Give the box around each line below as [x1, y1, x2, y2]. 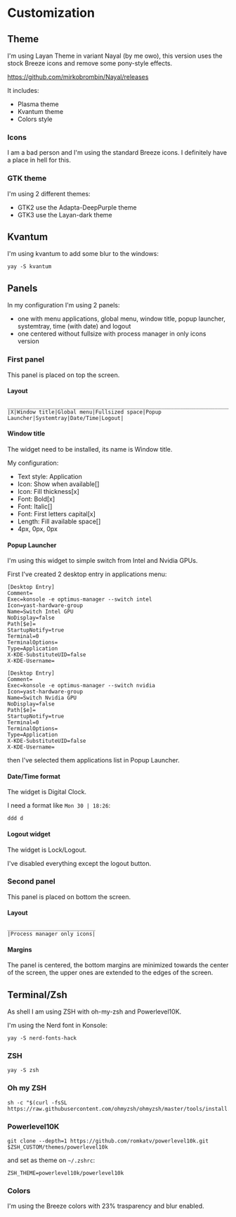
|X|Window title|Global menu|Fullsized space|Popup [7, 408, 162, 416]
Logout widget [7, 829, 51, 838]
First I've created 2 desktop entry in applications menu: [7, 570, 167, 578]
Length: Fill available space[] [17, 517, 101, 525]
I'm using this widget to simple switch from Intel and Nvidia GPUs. [7, 556, 198, 565]
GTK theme [7, 174, 47, 184]
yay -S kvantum [7, 263, 52, 270]
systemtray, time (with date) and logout [17, 322, 131, 331]
